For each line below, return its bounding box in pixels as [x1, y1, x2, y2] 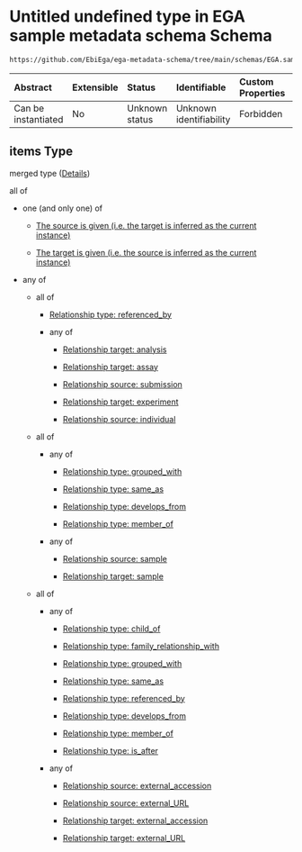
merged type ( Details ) [9, 168, 91, 178]
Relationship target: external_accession [62, 815, 209, 826]
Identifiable [175, 81, 226, 94]
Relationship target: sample [62, 570, 164, 582]
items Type [9, 144, 74, 159]
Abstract [13, 81, 52, 94]
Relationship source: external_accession [62, 780, 212, 791]
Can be [13, 102, 45, 114]
